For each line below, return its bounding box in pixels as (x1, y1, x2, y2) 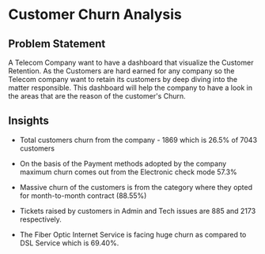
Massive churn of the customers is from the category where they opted (19, 182, 253, 192)
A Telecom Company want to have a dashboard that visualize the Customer (8, 58, 254, 67)
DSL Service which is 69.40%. (19, 238, 119, 248)
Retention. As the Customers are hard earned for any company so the (8, 66, 235, 76)
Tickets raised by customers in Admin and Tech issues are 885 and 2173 (19, 206, 256, 215)
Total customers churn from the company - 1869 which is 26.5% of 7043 (19, 135, 258, 144)
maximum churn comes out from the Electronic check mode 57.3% (19, 167, 237, 177)
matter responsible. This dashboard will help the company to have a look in (8, 83, 253, 92)
